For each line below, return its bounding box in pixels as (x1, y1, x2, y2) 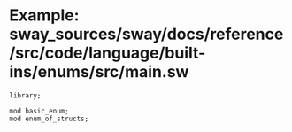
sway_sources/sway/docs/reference (9, 24, 284, 44)
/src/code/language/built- (9, 43, 206, 63)
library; (9, 90, 42, 100)
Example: (9, 5, 80, 26)
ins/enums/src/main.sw (9, 62, 189, 82)
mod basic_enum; (9, 106, 69, 115)
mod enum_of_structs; (9, 114, 89, 123)
